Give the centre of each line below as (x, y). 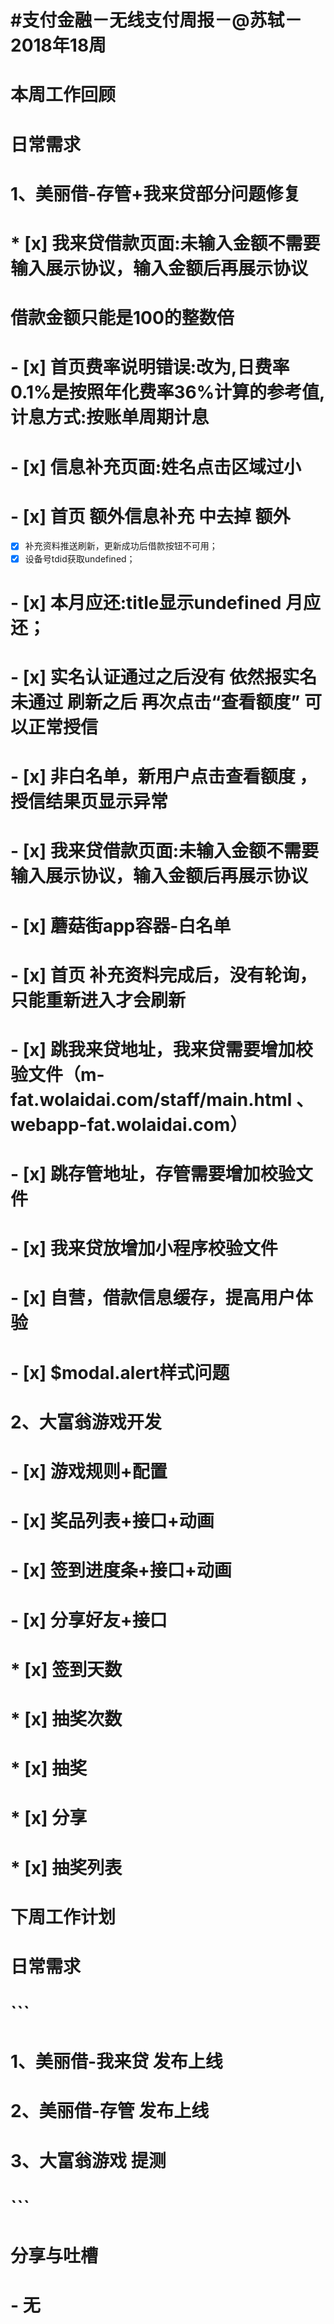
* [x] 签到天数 (66, 1669)
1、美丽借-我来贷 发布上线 (116, 2062)
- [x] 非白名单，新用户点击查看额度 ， (164, 777)
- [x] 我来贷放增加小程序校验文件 (144, 1248)
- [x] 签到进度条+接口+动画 (121, 1570)
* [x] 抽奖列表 (66, 1867)
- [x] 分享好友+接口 (89, 1620)
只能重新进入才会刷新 (98, 1000)
